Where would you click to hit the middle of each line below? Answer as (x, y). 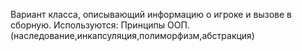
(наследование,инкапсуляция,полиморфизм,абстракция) (132, 35)
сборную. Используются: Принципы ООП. (100, 25)
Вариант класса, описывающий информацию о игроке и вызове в (151, 14)
